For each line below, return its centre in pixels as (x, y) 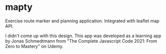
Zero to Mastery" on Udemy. (34, 46)
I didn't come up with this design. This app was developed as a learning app (83, 36)
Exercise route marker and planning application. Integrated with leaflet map (82, 21)
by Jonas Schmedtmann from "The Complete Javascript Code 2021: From (81, 41)
